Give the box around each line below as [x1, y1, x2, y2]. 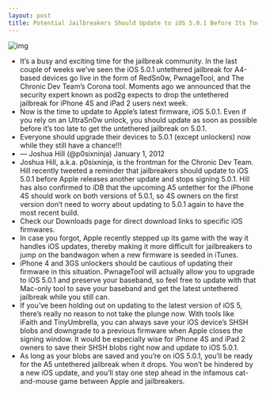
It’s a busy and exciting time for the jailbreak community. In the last [19, 56, 237, 66]
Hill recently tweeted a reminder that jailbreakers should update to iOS [19, 166, 249, 175]
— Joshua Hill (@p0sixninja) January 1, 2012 [19, 148, 165, 159]
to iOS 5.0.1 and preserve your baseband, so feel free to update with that [19, 275, 256, 285]
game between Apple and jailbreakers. [59, 376, 185, 385]
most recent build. [19, 208, 79, 217]
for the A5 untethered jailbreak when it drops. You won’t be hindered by [19, 359, 253, 369]
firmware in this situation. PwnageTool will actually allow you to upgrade [19, 266, 255, 276]
